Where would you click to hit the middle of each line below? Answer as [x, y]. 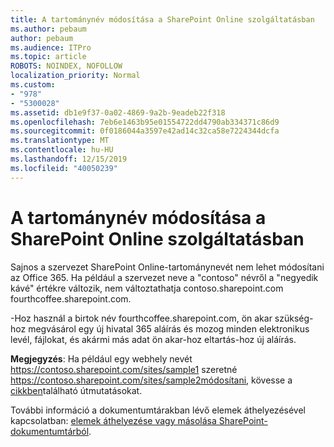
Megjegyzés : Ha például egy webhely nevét [101, 358]
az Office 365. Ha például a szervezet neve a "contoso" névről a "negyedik [164, 277]
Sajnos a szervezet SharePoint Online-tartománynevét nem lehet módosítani [167, 267]
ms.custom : [33, 85]
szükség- [294, 318]
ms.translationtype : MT [60, 141]
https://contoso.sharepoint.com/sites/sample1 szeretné [124, 369]
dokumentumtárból [50, 431]
